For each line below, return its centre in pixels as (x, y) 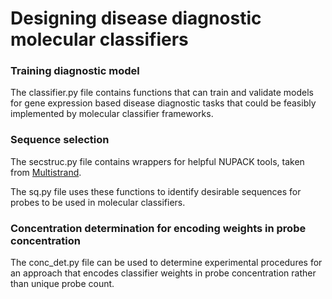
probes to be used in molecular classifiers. (98, 202)
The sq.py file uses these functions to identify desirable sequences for (156, 191)
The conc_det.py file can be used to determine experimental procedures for (166, 263)
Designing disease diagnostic (136, 18)
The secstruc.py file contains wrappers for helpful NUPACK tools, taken (157, 161)
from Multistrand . (46, 172)
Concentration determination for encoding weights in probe (158, 228)
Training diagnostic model (75, 71)
